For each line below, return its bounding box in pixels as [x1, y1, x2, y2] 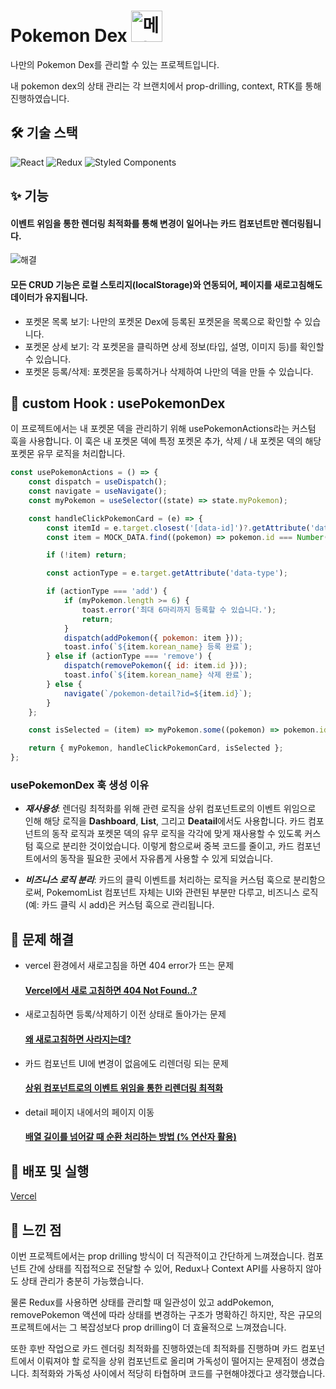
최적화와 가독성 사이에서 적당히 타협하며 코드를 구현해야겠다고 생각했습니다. [31, 1368, 326, 1380]
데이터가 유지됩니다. [10, 291, 88, 303]
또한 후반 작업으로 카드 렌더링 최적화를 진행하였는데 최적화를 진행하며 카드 [10, 1343, 299, 1355]
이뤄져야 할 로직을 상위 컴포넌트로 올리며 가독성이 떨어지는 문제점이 [36, 1355, 299, 1367]
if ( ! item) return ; [46, 550, 128, 560]
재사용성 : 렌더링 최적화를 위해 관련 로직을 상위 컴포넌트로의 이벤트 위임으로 [24, 803, 317, 815]
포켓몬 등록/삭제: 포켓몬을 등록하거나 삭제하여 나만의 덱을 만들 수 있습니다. [24, 365, 314, 377]
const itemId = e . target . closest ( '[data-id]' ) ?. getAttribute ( [46, 523, 311, 533]
